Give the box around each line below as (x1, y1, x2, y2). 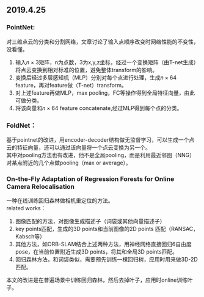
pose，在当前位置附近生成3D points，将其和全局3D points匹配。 (15, 248, 178, 255)
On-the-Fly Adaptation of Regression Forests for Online (6, 174, 175, 183)
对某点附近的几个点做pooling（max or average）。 (6, 159, 131, 166)
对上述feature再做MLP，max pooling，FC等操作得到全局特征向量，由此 (15, 89, 195, 97)
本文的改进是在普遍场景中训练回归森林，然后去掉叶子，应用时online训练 (6, 276, 188, 284)
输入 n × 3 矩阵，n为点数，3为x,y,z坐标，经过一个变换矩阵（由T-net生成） (15, 58, 197, 66)
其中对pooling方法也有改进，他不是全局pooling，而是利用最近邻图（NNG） (6, 151, 195, 158)
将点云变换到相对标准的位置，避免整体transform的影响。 (15, 66, 158, 73)
